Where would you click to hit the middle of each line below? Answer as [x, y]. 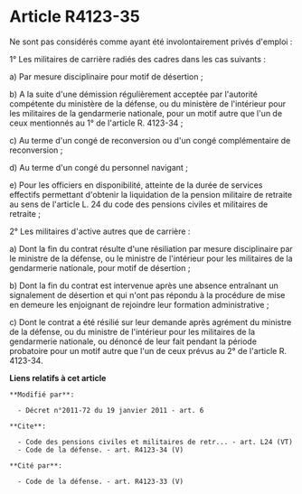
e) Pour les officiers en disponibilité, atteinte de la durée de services [136, 185]
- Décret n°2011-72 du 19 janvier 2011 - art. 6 [111, 410]
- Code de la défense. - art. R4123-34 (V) [100, 450]
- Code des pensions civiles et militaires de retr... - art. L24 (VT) [156, 442]
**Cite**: [28, 426]
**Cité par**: [36, 466]
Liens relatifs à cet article [58, 377]
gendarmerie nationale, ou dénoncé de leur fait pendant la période [133, 341]
